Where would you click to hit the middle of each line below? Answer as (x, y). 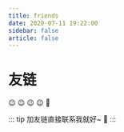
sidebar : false (34, 30)
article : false (34, 38)
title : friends (34, 16)
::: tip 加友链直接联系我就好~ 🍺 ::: (62, 119)
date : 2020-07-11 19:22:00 (53, 23)
